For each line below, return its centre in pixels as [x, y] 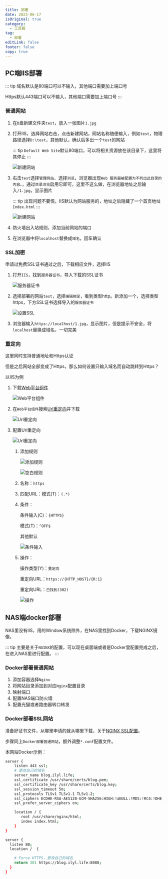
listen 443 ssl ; [31, 766]
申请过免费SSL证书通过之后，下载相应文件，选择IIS [58, 264]
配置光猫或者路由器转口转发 [41, 704]
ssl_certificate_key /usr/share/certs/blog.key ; [66, 784]
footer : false [20, 47]
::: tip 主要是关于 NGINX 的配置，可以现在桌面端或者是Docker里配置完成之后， [83, 647]
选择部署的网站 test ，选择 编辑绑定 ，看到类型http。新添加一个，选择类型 [85, 296]
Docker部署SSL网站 [29, 719]
